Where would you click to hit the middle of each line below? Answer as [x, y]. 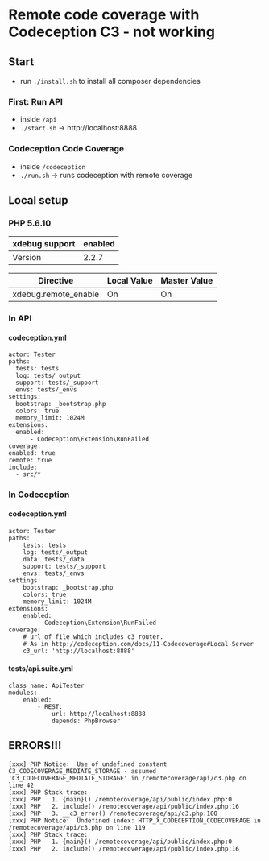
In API [20, 318]
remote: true [30, 461]
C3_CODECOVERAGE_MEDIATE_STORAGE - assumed [83, 771]
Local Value [130, 281]
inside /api [38, 119]
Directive [56, 281]
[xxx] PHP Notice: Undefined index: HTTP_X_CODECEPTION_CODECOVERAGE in [135, 820]
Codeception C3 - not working [112, 32]
